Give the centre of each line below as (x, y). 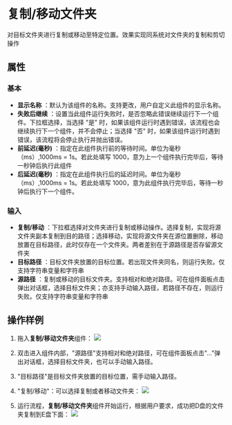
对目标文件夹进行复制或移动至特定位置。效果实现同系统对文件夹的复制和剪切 (116, 35)
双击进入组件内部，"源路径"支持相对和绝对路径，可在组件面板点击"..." (116, 352)
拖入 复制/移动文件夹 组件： (55, 338)
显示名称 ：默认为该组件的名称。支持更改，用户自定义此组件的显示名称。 (121, 105)
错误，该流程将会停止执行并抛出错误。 (71, 140)
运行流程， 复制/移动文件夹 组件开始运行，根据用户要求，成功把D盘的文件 (120, 406)
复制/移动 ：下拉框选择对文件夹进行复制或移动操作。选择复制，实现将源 (119, 227)
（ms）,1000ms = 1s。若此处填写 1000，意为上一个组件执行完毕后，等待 (120, 157)
